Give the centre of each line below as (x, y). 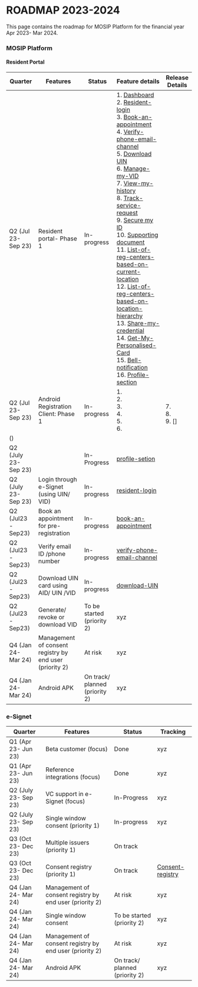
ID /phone (52, 554)
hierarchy (130, 316)
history (126, 191)
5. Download (134, 154)
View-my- (138, 183)
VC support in (65, 794)
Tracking (173, 732)
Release (177, 78)
